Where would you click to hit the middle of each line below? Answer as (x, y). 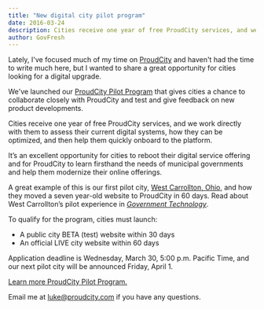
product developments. (46, 109)
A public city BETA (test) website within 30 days (97, 235)
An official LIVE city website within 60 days (89, 243)
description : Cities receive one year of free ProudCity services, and (128, 30)
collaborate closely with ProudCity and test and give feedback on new (121, 100)
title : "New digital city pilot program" (77, 15)
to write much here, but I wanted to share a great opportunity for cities (122, 68)
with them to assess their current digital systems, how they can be (115, 132)
